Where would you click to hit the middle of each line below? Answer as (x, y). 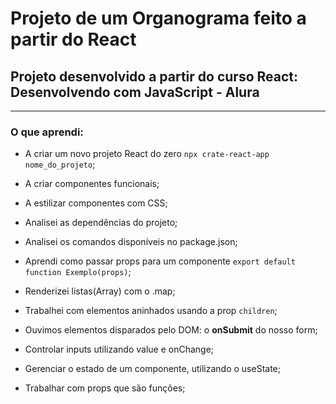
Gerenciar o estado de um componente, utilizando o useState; (152, 369)
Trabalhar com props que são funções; (105, 388)
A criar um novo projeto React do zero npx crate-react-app (147, 154)
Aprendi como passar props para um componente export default (160, 261)
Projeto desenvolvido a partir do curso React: (154, 76)
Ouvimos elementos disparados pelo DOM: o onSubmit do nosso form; (171, 330)
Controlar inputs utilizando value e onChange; (119, 349)
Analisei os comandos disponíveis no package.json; (131, 242)
